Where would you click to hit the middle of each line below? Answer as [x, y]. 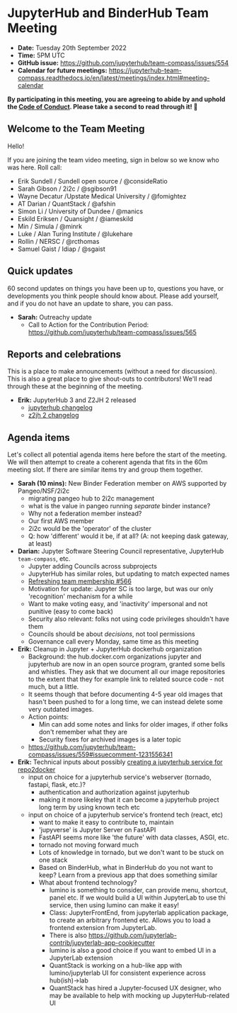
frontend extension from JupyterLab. [103, 928]
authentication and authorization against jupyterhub [114, 793]
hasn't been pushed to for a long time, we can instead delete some [126, 702]
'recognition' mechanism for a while [80, 596]
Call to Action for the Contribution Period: [88, 325]
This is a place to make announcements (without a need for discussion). [112, 371]
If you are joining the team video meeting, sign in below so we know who [113, 159]
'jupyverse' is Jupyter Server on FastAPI [97, 830]
